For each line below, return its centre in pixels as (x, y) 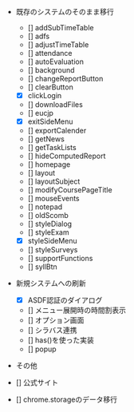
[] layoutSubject (54, 181)
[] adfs (39, 36)
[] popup (42, 349)
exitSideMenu (50, 121)
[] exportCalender (57, 131)
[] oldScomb (48, 216)
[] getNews (46, 139)
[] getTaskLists (52, 148)
